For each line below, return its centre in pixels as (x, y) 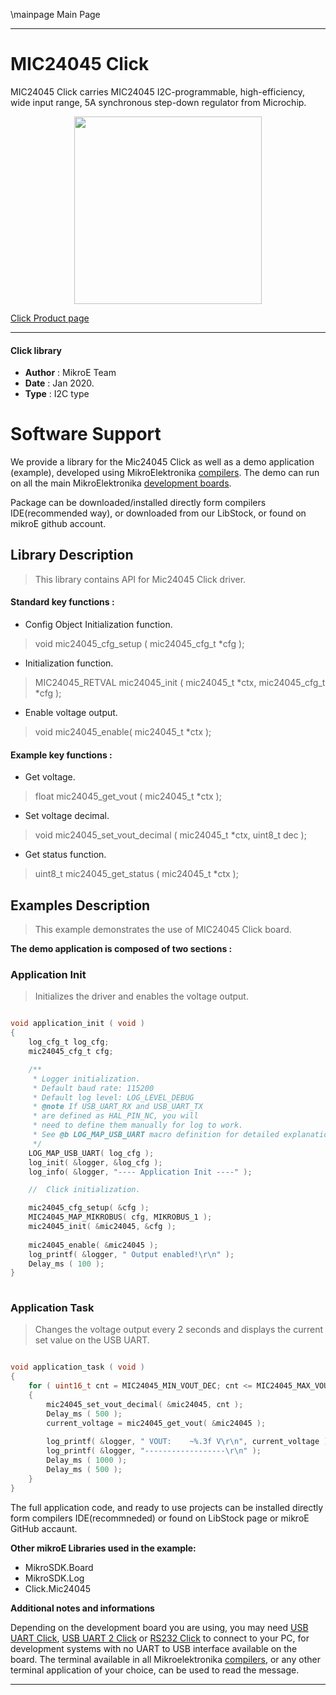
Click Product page (50, 318)
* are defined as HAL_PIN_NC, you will (115, 1116)
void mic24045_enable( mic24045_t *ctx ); (123, 732)
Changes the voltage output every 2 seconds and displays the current (178, 1330)
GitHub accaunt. (44, 1528)
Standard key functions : (62, 602)
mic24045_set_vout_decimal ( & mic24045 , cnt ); (145, 1404)
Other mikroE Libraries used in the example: (103, 1548)
